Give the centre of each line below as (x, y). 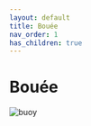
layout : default (40, 18)
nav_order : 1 (34, 34)
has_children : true (46, 43)
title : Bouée (34, 26)
